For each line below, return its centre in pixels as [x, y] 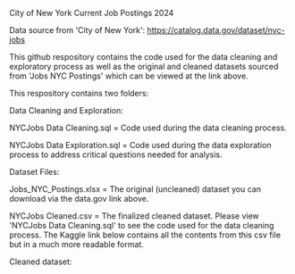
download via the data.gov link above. [79, 199]
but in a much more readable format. [77, 244]
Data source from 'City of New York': [77, 30]
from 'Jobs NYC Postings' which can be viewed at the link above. [129, 76]
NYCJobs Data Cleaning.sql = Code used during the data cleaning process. [148, 128]
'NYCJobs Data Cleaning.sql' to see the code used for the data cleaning [142, 225]
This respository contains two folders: [79, 93]
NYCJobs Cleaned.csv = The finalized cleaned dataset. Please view [134, 216]
